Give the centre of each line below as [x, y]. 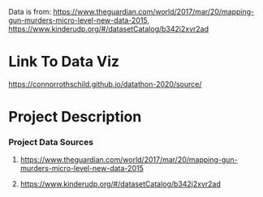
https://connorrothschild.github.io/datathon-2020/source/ [105, 84]
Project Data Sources [51, 143]
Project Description [75, 117]
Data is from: [30, 12]
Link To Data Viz [64, 62]
